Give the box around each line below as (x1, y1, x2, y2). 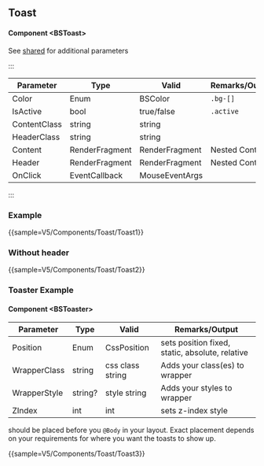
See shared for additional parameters (8, 46, 129, 55)
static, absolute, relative (160, 347, 249, 358)
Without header (8, 247, 70, 258)
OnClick (12, 169, 42, 180)
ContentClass (12, 118, 63, 129)
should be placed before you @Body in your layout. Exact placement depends (8, 425, 255, 435)
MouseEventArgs (139, 169, 203, 180)
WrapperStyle (12, 387, 64, 398)
